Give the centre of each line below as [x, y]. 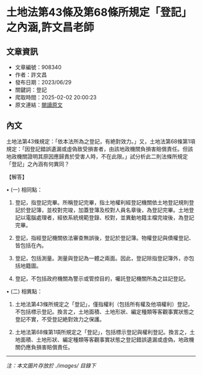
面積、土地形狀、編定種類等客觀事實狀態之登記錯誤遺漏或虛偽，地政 [105, 339]
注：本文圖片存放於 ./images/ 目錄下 [51, 365]
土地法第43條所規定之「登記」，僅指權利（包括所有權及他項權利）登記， [104, 304]
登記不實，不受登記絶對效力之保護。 [60, 319]
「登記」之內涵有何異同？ [38, 164]
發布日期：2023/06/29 [43, 82]
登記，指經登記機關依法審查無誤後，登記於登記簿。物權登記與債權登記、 [104, 238]
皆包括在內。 [31, 245]
